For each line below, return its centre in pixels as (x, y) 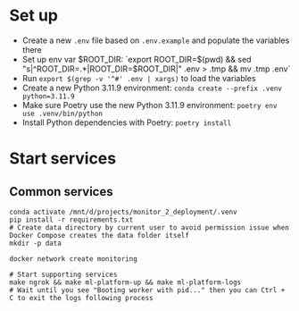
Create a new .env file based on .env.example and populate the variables (156, 40)
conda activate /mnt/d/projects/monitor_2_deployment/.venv (124, 212)
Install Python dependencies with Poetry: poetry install (127, 122)
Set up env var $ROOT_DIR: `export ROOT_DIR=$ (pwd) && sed (137, 59)
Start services (63, 159)
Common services (61, 192)
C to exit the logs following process (81, 298)
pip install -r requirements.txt (71, 220)
